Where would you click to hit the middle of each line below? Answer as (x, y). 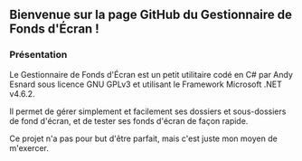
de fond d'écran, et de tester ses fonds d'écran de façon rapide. (129, 120)
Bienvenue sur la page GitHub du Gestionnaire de (151, 15)
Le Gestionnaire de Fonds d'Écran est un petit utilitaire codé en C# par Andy (151, 74)
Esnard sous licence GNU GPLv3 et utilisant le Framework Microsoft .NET (146, 84)
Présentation (38, 55)
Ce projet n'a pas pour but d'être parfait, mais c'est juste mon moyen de (143, 138)
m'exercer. (29, 147)
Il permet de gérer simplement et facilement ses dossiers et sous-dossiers (148, 111)
